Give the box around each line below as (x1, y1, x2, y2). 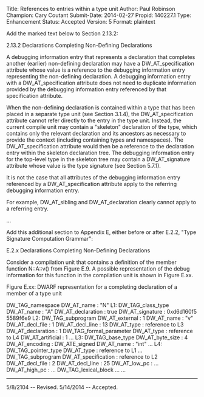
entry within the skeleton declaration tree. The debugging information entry (6, 149, 195, 156)
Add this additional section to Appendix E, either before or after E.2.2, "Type (6, 229, 197, 236)
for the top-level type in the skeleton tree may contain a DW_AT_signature (6, 156, 191, 163)
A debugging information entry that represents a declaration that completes (6, 54, 195, 60)
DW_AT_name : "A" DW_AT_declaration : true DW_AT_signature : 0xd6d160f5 (6, 308, 197, 315)
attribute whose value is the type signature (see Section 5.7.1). (6, 162, 161, 169)
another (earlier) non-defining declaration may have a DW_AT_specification (6, 60, 194, 67)
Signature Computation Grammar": (6, 235, 93, 242)
